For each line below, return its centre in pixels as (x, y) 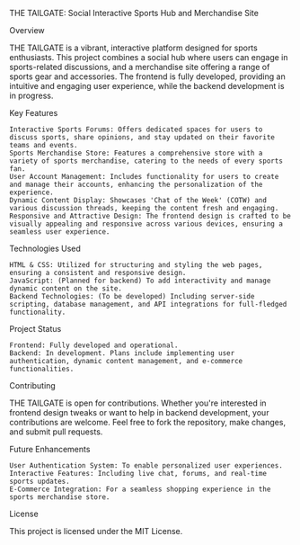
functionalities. (42, 369)
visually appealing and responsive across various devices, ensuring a (146, 224)
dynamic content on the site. (66, 289)
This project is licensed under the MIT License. (96, 531)
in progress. (31, 95)
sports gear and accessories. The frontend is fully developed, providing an (147, 76)
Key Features (34, 113)
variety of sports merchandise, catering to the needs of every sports (146, 161)
